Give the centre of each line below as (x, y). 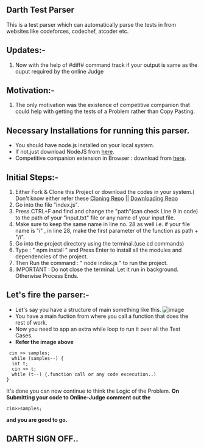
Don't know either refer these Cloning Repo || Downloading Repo (97, 198)
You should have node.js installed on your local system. (85, 145)
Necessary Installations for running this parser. (98, 130)
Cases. (24, 335)
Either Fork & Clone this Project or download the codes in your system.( (105, 192)
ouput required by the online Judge (59, 71)
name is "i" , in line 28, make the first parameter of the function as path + (107, 231)
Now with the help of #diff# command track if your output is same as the (106, 65)
